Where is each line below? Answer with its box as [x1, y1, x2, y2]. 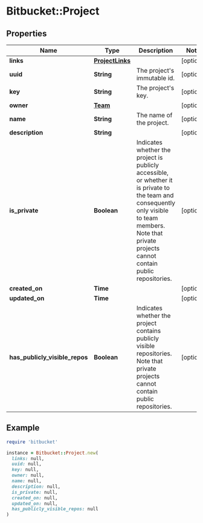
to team [136, 214, 158, 222]
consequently [136, 199, 175, 207]
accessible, [136, 168, 169, 177]
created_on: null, [11, 495, 59, 501]
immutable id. [136, 74, 175, 82]
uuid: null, [11, 461, 42, 467]
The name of [136, 111, 173, 119]
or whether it [136, 176, 173, 184]
